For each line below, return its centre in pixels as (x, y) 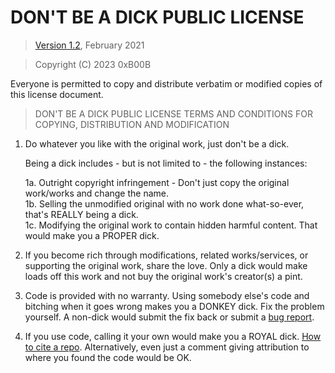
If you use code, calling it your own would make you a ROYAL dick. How (173, 336)
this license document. (57, 94)
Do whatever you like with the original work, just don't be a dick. (157, 143)
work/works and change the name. (96, 193)
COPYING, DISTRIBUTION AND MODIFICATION (132, 124)
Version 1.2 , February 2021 (89, 45)
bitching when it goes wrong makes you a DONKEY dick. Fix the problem (174, 306)
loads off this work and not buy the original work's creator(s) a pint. (163, 276)
